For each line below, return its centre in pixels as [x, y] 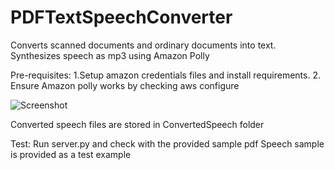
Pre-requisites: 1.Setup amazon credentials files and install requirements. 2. [165, 75]
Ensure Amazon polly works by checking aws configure [125, 85]
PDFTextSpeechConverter [121, 17]
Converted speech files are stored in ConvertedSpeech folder [137, 124]
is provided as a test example [71, 154]
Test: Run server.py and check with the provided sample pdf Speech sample [167, 143]
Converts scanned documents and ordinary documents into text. [143, 45]
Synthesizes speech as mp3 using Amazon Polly [110, 55]
